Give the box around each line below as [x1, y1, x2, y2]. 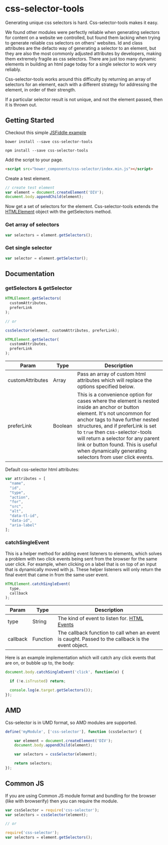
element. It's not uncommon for [77, 410, 151, 417]
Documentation [5, 269, 55, 278]
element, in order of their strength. [5, 86, 76, 92]
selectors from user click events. [77, 453, 154, 460]
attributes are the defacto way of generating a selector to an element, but [5, 45, 156, 51]
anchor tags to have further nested [77, 416, 159, 423]
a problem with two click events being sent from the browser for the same [5, 555, 157, 561]
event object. [57, 642, 88, 649]
